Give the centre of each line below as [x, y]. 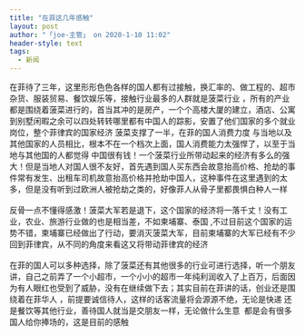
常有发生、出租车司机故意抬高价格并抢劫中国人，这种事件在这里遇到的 [148, 178]
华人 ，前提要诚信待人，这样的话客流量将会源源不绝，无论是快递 [161, 299]
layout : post [34, 26]
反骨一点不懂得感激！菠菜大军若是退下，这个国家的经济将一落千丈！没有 [144, 210]
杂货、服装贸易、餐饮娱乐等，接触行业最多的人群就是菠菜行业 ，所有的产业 [150, 98]
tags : [20, 52]
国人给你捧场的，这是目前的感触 [69, 322]
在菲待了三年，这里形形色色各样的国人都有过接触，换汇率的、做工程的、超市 [152, 87]
